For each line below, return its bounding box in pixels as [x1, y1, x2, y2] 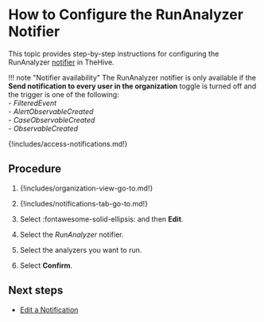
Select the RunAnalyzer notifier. [19, 230, 125, 239]
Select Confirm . [19, 261, 73, 270]
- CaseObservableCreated [8, 115, 95, 124]
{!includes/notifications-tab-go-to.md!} [19, 198, 149, 208]
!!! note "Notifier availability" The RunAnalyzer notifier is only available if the [8, 73, 257, 82]
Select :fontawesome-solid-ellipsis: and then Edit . [19, 214, 184, 224]
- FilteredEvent [8, 98, 57, 108]
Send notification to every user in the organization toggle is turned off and [8, 81, 257, 91]
